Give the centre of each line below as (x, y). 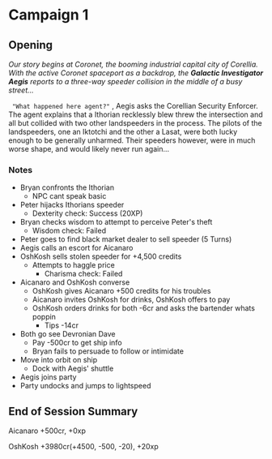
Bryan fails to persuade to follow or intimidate (108, 351)
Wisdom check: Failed (69, 231)
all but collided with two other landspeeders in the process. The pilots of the (135, 123)
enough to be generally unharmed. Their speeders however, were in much (132, 140)
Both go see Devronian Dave (68, 334)
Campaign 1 (49, 15)
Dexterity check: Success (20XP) (87, 213)
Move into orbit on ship (59, 360)
